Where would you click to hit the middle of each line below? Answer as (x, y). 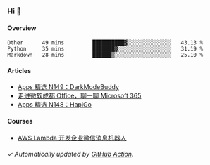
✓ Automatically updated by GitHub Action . (70, 154)
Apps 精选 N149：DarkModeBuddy (68, 87)
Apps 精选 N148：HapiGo (54, 105)
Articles (19, 70)
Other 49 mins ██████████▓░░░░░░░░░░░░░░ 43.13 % (105, 43)
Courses (20, 121)
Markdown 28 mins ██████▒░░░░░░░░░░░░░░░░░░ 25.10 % (105, 55)
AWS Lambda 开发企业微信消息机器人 (72, 138)
